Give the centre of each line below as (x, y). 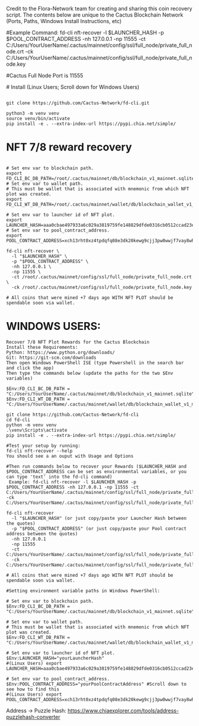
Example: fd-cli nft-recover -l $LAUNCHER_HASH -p (72, 482)
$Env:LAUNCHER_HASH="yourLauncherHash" (55, 658)
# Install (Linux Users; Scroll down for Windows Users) (73, 87)
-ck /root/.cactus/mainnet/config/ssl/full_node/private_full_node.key (102, 287)
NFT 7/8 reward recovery (69, 147)
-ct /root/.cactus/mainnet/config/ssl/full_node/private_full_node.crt (102, 277)
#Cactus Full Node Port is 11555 (45, 76)
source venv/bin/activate (38, 118)
